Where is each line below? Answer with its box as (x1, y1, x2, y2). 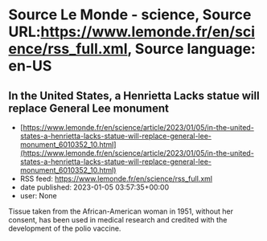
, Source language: (127, 40, 256, 58)
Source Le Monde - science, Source (8, 6, 252, 24)
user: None (19, 191, 58, 200)
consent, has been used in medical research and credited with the (8, 215, 228, 224)
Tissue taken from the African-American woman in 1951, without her (8, 206, 234, 216)
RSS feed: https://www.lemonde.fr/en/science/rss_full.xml (19, 174, 213, 183)
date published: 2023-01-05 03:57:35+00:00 (19, 182, 170, 192)
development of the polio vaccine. (8, 223, 121, 233)
